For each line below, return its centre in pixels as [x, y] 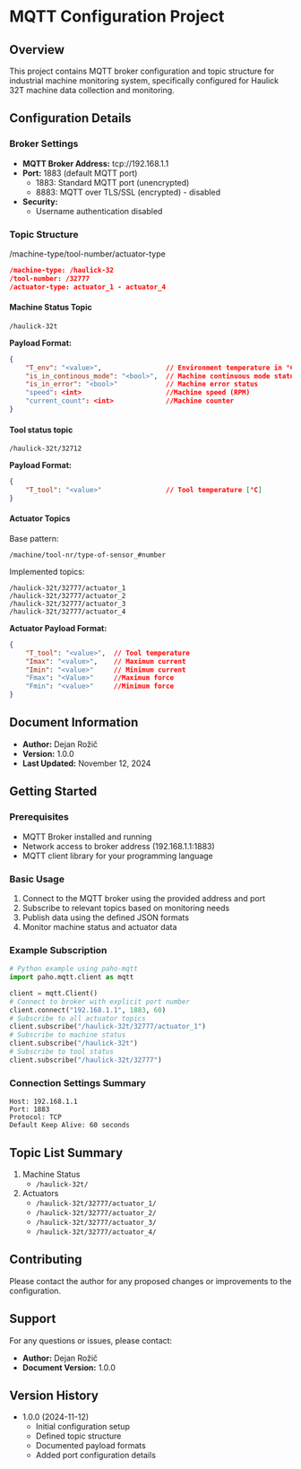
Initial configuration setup [82, 1427]
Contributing [46, 1260]
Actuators [40, 1193]
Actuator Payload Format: [58, 628]
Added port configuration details [96, 1456]
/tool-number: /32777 [50, 278]
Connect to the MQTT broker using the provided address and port [144, 898]
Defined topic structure [78, 1436]
